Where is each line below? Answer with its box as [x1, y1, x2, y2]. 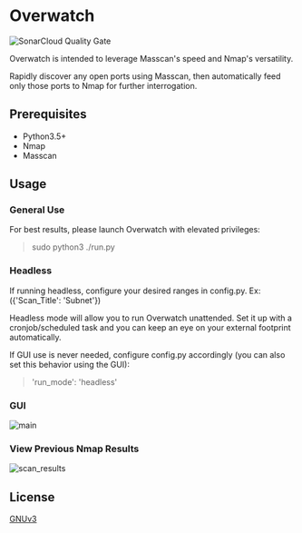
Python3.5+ [22, 131, 67, 142]
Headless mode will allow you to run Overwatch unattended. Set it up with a [9, 312, 293, 323]
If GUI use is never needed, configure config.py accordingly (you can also [9, 349, 286, 360]
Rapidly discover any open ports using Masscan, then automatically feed [9, 70, 281, 82]
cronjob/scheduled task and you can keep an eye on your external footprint [9, 321, 292, 332]
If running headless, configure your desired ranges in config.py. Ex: [9, 285, 261, 296]
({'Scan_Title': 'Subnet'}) [9, 294, 102, 305]
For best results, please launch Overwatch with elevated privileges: [9, 224, 260, 235]
